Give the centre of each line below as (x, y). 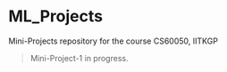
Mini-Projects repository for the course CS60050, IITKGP (113, 41)
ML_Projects (56, 16)
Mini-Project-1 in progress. (79, 58)
